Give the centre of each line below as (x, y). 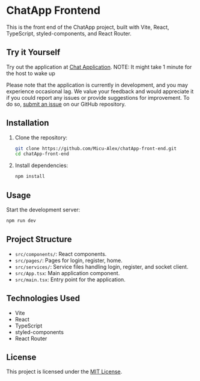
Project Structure (39, 239)
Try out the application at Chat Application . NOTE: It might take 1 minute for (99, 67)
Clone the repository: (41, 137)
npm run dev (21, 221)
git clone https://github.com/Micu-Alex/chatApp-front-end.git (96, 148)
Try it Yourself (33, 53)
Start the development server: (43, 210)
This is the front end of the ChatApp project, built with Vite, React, (88, 27)
